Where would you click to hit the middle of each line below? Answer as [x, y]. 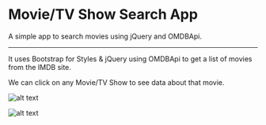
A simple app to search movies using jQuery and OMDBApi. [105, 36]
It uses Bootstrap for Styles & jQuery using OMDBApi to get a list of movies [130, 59]
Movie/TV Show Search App [103, 15]
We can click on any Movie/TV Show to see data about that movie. [116, 82]
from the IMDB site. [40, 67]
